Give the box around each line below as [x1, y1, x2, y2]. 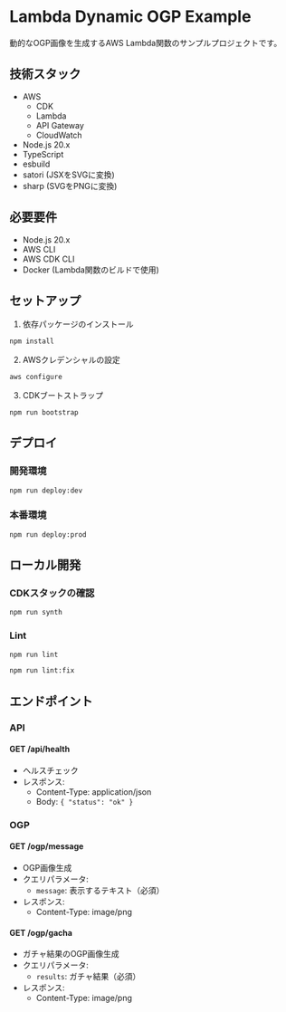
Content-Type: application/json [35, 786, 152, 797]
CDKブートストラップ [22, 390, 104, 401]
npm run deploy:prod [9, 530, 88, 539]
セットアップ [9, 292, 81, 309]
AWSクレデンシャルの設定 [22, 355, 120, 366]
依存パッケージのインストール [22, 319, 134, 329]
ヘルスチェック [22, 765, 79, 776]
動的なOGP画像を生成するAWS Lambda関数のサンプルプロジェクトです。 [9, 37, 282, 48]
